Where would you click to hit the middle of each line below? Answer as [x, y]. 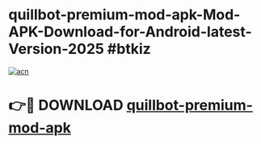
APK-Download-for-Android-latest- [130, 32]
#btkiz [129, 49]
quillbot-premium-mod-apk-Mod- [124, 15]
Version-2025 [57, 49]
